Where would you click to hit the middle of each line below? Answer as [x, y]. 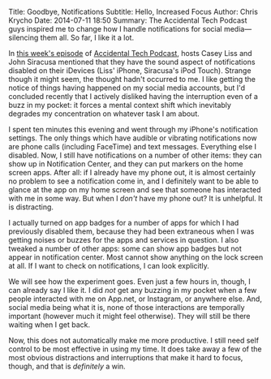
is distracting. [31, 207]
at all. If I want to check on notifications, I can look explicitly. [109, 266]
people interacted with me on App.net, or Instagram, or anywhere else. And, [135, 299]
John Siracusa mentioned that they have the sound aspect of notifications [132, 62]
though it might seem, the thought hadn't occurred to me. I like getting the [132, 79]
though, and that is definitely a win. [67, 366]
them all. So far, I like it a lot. [87, 37]
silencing [24, 37]
